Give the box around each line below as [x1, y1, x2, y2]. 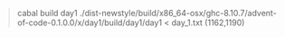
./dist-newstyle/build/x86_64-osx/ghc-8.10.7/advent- [79, 8, 277, 18]
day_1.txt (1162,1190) [171, 17, 245, 28]
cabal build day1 [16, 8, 78, 18]
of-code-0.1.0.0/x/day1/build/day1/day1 [16, 17, 163, 28]
